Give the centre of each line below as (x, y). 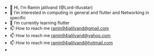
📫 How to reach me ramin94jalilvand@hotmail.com (61, 43)
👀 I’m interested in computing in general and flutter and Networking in (79, 13)
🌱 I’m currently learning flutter (40, 23)
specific (17, 18)
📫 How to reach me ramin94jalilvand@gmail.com (59, 28)
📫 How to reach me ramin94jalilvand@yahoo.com (60, 35)
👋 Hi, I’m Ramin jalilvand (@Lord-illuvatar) (51, 7)
